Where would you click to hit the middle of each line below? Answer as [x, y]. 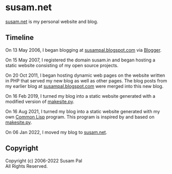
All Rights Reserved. [26, 166]
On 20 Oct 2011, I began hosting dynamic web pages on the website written [85, 75]
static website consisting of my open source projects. [62, 65]
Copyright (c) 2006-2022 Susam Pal [44, 161]
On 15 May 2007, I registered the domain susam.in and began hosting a [80, 60]
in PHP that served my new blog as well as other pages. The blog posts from [86, 80]
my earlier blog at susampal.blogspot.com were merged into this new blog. [84, 86]
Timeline [20, 38]
